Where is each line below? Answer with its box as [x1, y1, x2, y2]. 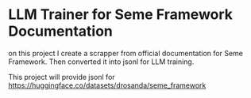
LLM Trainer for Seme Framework [8, 6, 233, 24]
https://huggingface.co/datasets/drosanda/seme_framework [8, 81, 207, 90]
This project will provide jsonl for [8, 72, 115, 81]
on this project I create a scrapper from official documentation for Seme [8, 48, 244, 58]
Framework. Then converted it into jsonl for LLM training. [8, 57, 195, 66]
